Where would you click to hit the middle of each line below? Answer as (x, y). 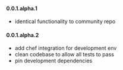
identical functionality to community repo (65, 21)
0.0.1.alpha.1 (22, 8)
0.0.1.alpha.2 (23, 35)
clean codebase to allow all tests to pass (64, 55)
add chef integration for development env (66, 48)
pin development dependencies (53, 61)
